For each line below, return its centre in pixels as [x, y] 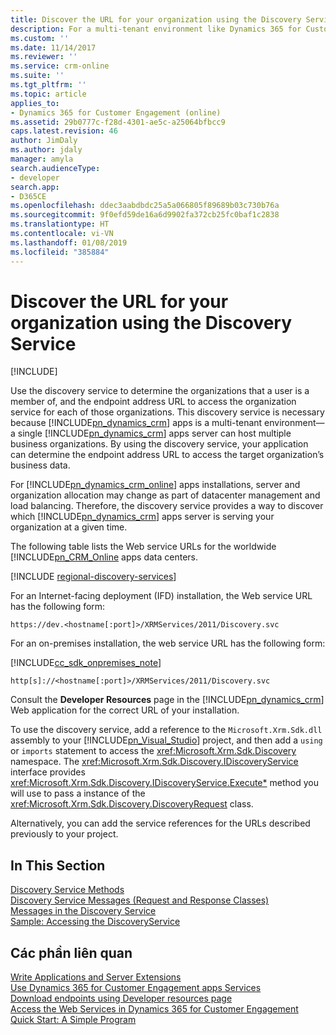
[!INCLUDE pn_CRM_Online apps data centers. [104, 557]
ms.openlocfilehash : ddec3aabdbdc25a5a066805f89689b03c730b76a [145, 206]
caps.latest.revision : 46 [64, 131]
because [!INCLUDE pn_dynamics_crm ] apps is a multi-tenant [136, 423]
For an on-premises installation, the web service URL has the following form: [168, 643]
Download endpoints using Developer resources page [121, 998]
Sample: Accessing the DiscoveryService [95, 922]
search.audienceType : [55, 168]
